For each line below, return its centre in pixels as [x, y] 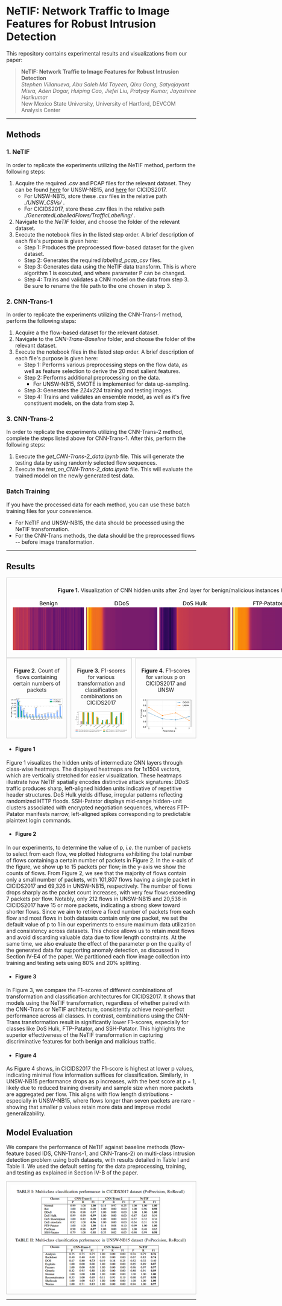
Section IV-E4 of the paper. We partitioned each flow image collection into [99, 956]
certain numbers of [37, 684]
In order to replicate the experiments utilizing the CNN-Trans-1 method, [94, 314]
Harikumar [34, 97]
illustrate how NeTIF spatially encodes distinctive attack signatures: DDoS [98, 782]
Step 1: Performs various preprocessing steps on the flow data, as [106, 365]
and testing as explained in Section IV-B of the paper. [72, 1173]
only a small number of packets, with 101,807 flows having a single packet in [101, 879]
